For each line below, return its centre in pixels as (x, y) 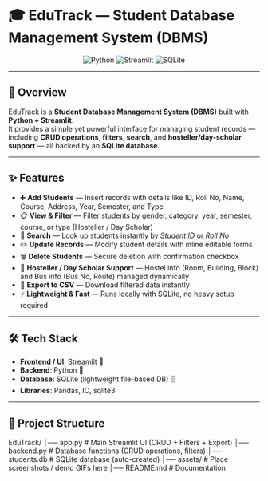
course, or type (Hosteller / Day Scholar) (87, 227)
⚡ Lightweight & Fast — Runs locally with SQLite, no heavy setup (127, 294)
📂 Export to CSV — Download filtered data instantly (104, 285)
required (34, 305)
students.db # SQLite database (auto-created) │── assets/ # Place (118, 459)
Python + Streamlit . (41, 120)
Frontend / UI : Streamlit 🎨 (62, 362)
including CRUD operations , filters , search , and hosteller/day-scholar (125, 137)
